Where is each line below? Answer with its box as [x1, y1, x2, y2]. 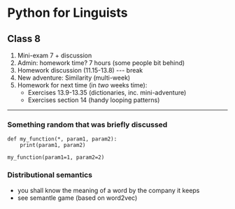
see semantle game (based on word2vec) [17, 194, 138, 202]
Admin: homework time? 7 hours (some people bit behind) [17, 59, 185, 67]
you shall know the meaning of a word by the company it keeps [17, 186, 200, 194]
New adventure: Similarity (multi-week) [17, 73, 131, 82]
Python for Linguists [7, 5, 128, 21]
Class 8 [7, 33, 41, 45]
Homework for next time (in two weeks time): [17, 81, 148, 89]
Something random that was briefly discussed [7, 120, 168, 129]
